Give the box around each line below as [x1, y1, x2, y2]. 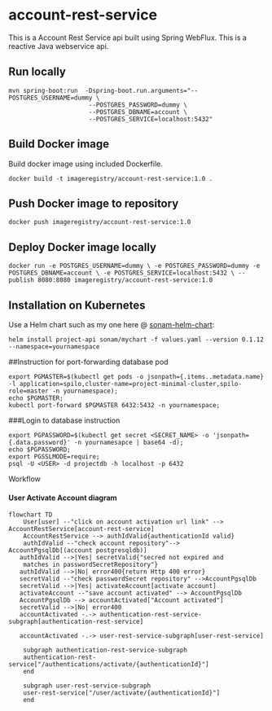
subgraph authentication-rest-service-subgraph [23, 646, 187, 655]
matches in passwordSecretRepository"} [23, 560, 159, 569]
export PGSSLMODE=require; [8, 453, 100, 461]
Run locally [8, 65, 67, 79]
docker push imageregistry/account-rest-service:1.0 [8, 218, 191, 226]
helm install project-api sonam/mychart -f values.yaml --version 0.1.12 [8, 336, 265, 344]
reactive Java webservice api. [8, 41, 109, 50]
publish [8, 276, 35, 284]
